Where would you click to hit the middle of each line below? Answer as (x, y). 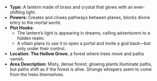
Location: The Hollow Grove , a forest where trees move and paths (77, 54)
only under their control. (41, 49)
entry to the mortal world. (35, 22)
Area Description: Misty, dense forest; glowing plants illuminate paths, (81, 64)
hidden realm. (31, 38)
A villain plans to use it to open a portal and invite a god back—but (84, 43)
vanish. (17, 59)
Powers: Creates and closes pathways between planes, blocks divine (80, 17)
